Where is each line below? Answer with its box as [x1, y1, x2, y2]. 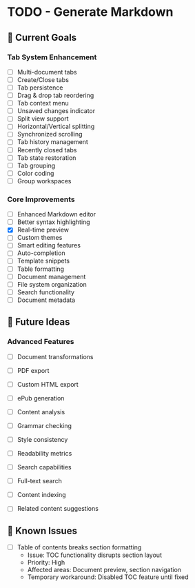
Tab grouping [17, 161, 56, 170]
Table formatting [17, 265, 64, 273]
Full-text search [17, 477, 62, 485]
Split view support [17, 114, 69, 123]
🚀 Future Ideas [7, 316, 70, 328]
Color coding [17, 169, 54, 177]
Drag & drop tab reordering [17, 91, 94, 100]
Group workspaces [17, 176, 72, 185]
